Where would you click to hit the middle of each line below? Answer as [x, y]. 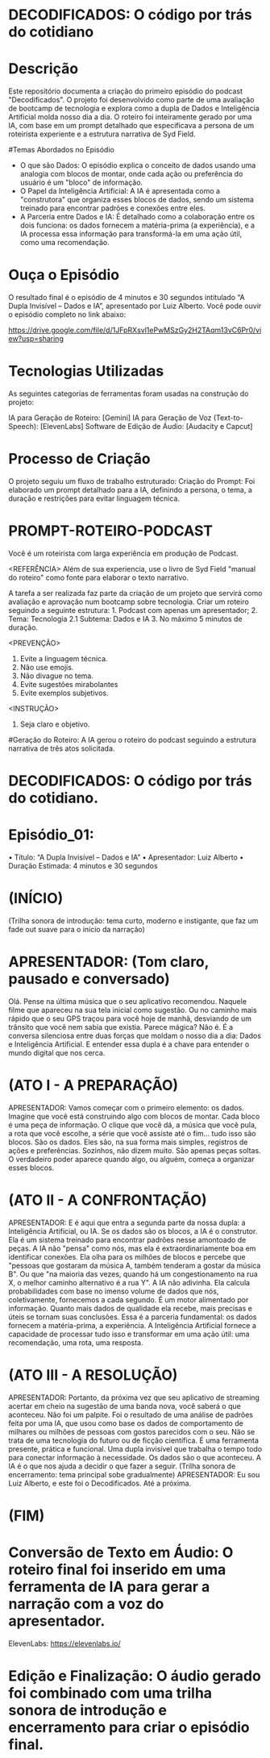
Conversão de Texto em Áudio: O [121, 1553]
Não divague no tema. [57, 676]
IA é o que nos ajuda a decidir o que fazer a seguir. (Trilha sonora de [122, 1466]
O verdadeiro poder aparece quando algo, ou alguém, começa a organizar [132, 1159]
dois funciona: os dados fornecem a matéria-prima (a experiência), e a [137, 225]
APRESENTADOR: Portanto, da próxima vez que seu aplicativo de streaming [134, 1398]
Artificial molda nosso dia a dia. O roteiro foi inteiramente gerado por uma [130, 117]
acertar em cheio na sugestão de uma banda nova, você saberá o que [125, 1406]
